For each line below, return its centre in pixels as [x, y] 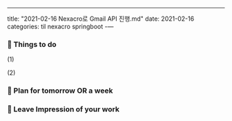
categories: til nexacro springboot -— [60, 26]
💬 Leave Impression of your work [63, 109]
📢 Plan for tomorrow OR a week [60, 91]
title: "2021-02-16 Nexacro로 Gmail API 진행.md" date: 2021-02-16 [101, 19]
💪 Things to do [32, 44]
